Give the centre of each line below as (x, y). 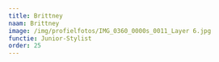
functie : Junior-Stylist (50, 38)
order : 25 (25, 46)
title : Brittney (36, 16)
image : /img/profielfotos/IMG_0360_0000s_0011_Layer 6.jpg (110, 31)
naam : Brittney (34, 23)
